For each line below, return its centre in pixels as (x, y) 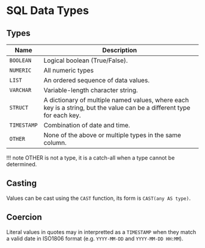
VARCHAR (20, 90)
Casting (22, 183)
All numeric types (69, 70)
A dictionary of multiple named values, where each (116, 100)
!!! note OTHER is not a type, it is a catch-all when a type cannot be (91, 158)
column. (55, 143)
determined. (22, 164)
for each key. (62, 115)
